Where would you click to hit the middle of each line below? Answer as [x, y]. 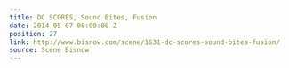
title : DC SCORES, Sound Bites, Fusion [83, 17]
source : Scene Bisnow [49, 50]
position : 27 [33, 34]
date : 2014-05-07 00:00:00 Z [63, 26]
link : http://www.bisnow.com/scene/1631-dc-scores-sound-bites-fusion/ [144, 42]
